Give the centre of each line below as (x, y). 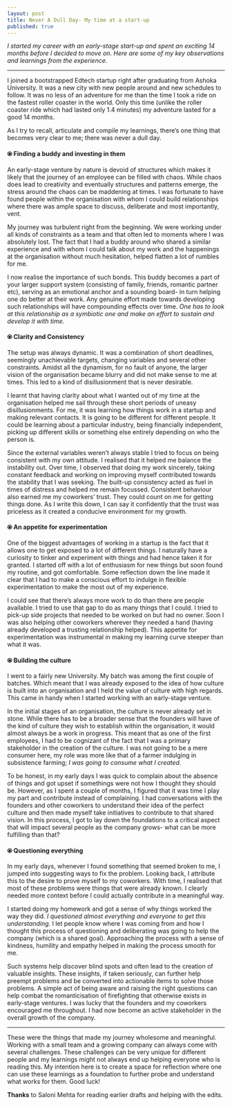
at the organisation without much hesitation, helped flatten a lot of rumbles (113, 256)
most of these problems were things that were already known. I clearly (107, 889)
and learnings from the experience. (57, 61)
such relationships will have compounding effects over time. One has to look (116, 306)
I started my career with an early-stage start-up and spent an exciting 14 (111, 46)
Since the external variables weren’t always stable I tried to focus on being (113, 452)
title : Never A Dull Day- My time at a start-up (78, 20)
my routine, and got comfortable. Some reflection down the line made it (109, 572)
